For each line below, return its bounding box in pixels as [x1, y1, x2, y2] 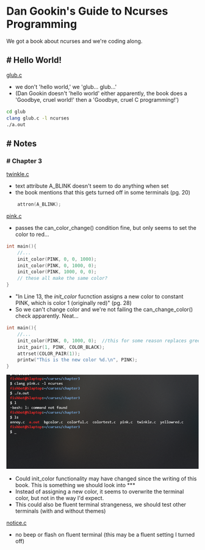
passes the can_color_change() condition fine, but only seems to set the [15, 224, 197, 231]
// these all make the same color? [17, 276, 108, 282]
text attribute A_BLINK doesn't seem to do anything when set [15, 182, 169, 190]
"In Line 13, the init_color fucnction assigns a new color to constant [15, 293, 184, 300]
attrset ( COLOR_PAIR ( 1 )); [17, 351, 81, 357]
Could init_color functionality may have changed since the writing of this [15, 475, 197, 482]
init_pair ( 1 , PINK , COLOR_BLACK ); [17, 344, 105, 350]
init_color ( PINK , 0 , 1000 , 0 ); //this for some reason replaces [17, 337, 187, 344]
